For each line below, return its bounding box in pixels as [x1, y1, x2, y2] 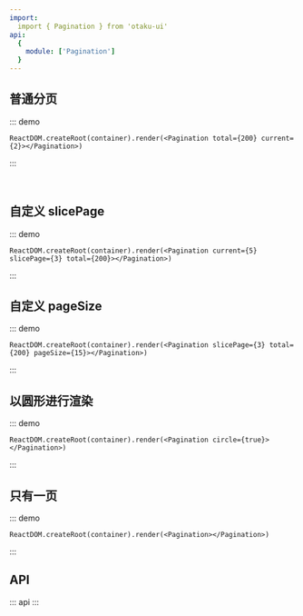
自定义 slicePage [9, 204, 105, 219]
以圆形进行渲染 [9, 392, 93, 409]
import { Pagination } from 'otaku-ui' [17, 22, 169, 31]
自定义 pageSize [9, 299, 103, 314]
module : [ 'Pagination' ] [25, 47, 116, 56]
